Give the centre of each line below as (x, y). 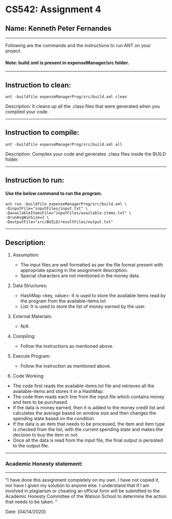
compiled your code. (27, 112)
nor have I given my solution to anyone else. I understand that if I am (77, 485)
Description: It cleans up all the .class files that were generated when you (83, 107)
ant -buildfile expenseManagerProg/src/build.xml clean (66, 97)
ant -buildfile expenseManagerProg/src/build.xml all (64, 144)
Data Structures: (30, 286)
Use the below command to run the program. (54, 193)
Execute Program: (31, 356)
